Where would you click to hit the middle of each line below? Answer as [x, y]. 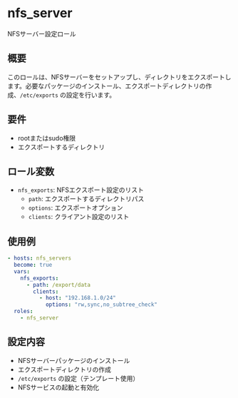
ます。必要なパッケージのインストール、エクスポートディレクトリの [107, 86]
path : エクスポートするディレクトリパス [86, 199]
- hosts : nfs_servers [40, 258]
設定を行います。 [91, 95]
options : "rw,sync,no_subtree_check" [102, 305]
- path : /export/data [58, 285]
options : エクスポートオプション [76, 208]
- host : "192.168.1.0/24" [77, 298]
